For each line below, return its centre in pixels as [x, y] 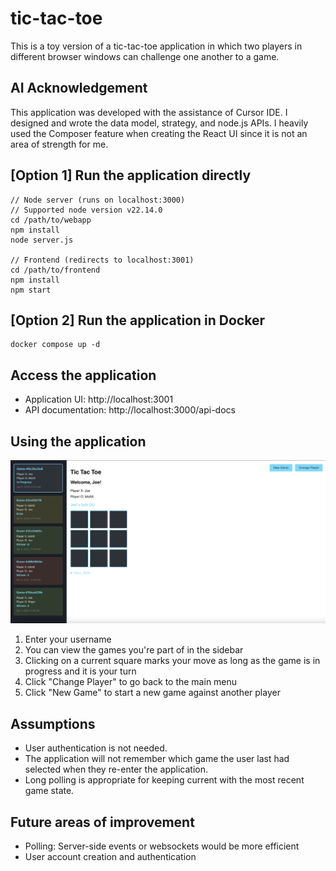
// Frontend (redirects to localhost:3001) [102, 260]
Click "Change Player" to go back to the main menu [131, 682]
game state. [49, 791]
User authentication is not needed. [96, 748]
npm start [31, 290]
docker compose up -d [55, 345]
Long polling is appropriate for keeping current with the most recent [164, 780]
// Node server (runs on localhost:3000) [98, 200]
